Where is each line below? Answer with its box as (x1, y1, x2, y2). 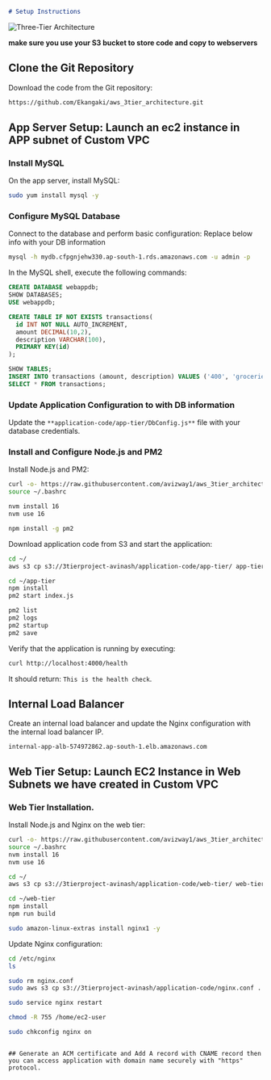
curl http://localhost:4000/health (8, 659, 128, 667)
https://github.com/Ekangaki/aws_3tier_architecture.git (8, 98, 204, 107)
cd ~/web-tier (8, 895, 56, 903)
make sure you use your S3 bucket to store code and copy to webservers (8, 37, 258, 48)
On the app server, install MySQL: (8, 176, 120, 186)
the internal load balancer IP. (8, 727, 104, 737)
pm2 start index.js (8, 592, 74, 600)
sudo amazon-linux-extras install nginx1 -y (8, 924, 161, 932)
